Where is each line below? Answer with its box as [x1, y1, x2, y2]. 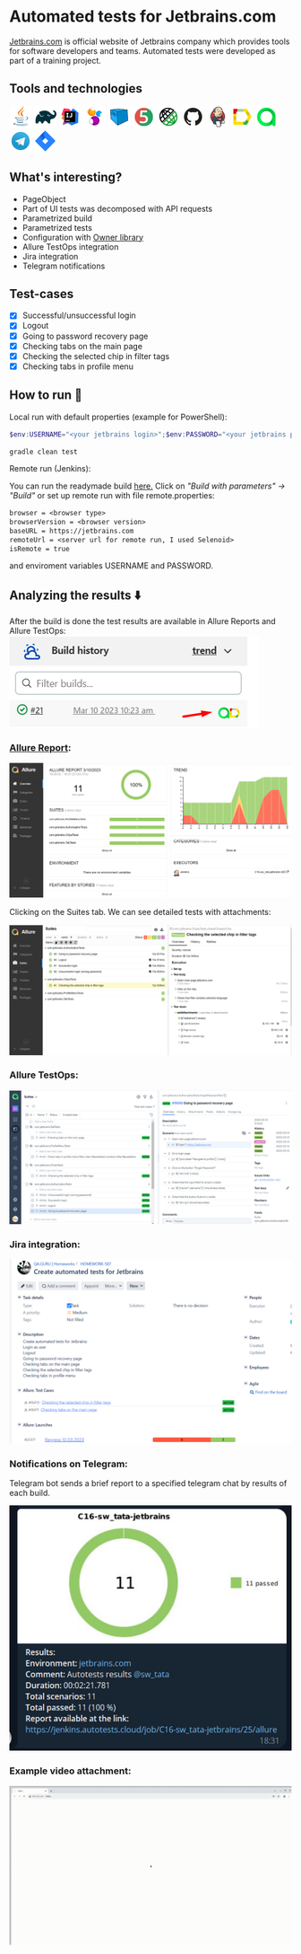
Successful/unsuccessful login [21, 310, 136, 321]
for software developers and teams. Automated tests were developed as [9, 45, 276, 56]
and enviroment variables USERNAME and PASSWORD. [9, 560, 213, 571]
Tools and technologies [9, 81, 143, 96]
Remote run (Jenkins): [9, 463, 91, 474]
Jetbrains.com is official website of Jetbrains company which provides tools [9, 36, 290, 47]
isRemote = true [9, 545, 70, 554]
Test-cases [9, 286, 74, 302]
